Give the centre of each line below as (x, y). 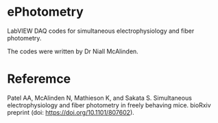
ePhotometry (45, 12)
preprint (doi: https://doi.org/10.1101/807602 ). (71, 112)
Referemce (39, 79)
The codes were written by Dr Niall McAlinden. (73, 51)
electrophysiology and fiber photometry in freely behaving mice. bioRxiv (109, 105)
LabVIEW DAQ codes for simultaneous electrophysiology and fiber (101, 31)
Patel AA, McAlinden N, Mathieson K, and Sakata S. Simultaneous (99, 98)
